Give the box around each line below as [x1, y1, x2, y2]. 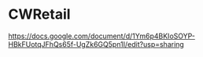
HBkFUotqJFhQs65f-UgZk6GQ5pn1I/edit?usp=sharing [8, 39, 185, 48]
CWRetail [8, 5, 71, 23]
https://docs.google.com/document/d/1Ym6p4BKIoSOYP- [8, 31, 195, 41]
